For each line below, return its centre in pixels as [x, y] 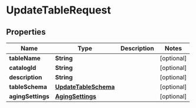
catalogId [23, 68]
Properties [26, 32]
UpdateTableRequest [58, 10]
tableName [25, 58]
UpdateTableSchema [85, 87]
